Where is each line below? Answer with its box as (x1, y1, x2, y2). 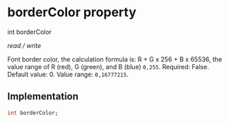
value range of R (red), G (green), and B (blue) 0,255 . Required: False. (7, 62, 210, 71)
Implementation (7, 90, 79, 102)
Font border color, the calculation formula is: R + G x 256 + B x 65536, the (7, 54, 223, 64)
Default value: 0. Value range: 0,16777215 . (7, 70, 129, 78)
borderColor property (7, 4, 136, 20)
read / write (7, 41, 41, 49)
